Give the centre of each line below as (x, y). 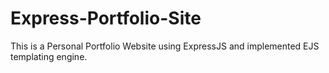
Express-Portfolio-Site (106, 18)
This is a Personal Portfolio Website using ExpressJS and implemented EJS (165, 46)
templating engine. (49, 56)
